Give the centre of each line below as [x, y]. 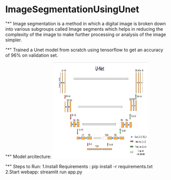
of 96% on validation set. [32, 55]
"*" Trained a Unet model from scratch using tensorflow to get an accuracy [84, 50]
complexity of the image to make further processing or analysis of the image [86, 34]
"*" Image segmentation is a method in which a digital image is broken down [86, 24]
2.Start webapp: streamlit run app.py [44, 172]
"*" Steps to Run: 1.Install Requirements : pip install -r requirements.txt [79, 166]
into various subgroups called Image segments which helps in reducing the [84, 29]
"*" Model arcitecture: [29, 156]
